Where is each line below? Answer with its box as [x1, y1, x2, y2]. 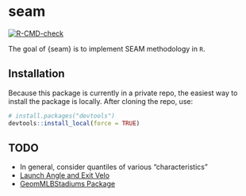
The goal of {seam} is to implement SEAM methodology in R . [8, 44, 206, 53]
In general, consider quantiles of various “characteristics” [19, 162, 208, 172]
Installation [8, 67, 65, 81]
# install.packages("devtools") [8, 112, 115, 120]
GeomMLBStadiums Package [19, 179, 116, 189]
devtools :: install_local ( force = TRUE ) [8, 119, 140, 127]
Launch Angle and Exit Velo [19, 171, 110, 180]
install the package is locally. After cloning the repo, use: [8, 96, 193, 106]
